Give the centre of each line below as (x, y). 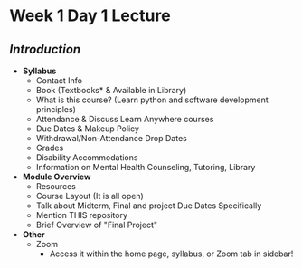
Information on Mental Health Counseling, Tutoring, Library (146, 167)
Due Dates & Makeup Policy (88, 129)
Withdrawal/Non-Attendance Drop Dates (111, 138)
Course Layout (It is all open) (90, 196)
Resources (56, 186)
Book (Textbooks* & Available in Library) (111, 90)
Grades (50, 148)
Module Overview (57, 177)
